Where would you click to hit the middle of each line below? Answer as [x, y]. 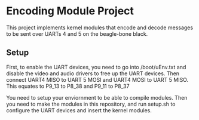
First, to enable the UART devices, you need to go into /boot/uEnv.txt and [96, 67]
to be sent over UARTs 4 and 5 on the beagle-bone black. [77, 33]
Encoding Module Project [70, 11]
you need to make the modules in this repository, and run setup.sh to [91, 104]
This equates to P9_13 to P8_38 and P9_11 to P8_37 [68, 86]
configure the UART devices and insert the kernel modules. [79, 110]
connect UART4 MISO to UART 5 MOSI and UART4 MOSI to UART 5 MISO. [97, 79]
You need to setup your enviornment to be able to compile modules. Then [97, 97]
